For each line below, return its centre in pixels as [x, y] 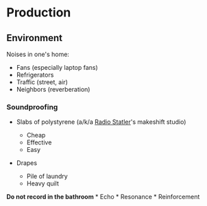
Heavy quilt [43, 183]
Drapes [27, 163]
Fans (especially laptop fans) [57, 67]
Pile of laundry [47, 177]
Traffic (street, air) [42, 82]
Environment [35, 38]
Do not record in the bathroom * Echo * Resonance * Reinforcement [103, 197]
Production [39, 13]
